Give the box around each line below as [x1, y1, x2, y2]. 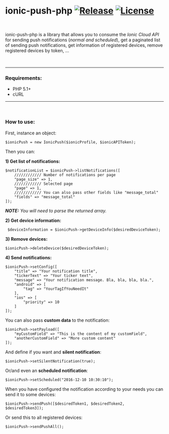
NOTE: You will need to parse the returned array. [5, 207, 107, 213]
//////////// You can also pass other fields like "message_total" [14, 190, 158, 195]
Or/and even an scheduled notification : [5, 368, 88, 374]
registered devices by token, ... [5, 47, 69, 53]
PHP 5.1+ [12, 86, 31, 92]
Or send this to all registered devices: [5, 414, 83, 420]
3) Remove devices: [5, 236, 48, 242]
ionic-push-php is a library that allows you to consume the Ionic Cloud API [5, 31, 159, 37]
